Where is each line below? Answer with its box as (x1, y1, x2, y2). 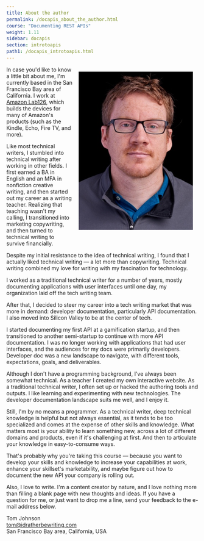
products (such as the (6, 118, 62, 125)
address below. (18, 503, 57, 510)
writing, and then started (6, 188, 68, 195)
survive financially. (6, 240, 54, 247)
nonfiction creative (6, 181, 54, 188)
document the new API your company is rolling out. (6, 471, 135, 479)
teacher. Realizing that (6, 201, 63, 208)
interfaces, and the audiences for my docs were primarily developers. (6, 345, 181, 353)
